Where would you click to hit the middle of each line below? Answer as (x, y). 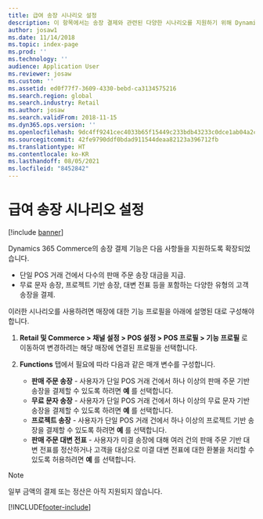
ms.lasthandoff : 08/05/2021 (54, 162)
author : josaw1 (33, 30)
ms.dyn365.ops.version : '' (52, 125)
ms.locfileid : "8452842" (49, 169)
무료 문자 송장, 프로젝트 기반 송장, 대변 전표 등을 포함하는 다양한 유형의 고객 (134, 284)
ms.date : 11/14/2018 (42, 37)
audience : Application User (54, 67)
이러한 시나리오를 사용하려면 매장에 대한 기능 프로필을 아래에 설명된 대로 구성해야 (131, 311)
